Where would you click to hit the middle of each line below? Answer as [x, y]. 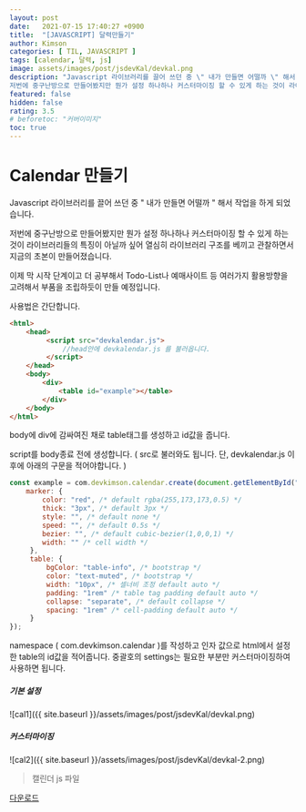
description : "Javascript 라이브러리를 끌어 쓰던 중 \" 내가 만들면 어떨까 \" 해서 [153, 77]
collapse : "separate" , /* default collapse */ [136, 602]
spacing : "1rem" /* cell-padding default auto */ [142, 610]
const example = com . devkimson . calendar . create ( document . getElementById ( [153, 483]
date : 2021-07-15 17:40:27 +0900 [77, 26]
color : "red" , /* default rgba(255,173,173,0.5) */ [143, 500]
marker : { [45, 492]
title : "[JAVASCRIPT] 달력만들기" [72, 35]
